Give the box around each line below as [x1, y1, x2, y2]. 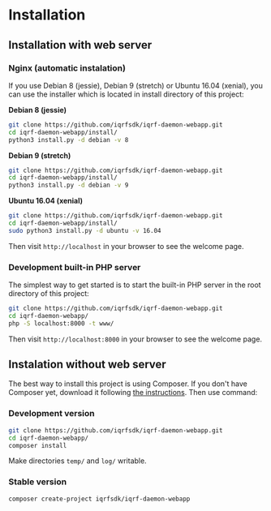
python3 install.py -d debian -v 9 [8, 181, 129, 190]
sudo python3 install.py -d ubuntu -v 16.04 [8, 226, 161, 234]
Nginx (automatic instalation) [8, 62, 126, 74]
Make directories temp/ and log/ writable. [8, 456, 148, 466]
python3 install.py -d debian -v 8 [8, 135, 129, 144]
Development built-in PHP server [8, 261, 141, 273]
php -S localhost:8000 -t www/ [8, 319, 114, 328]
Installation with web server [8, 38, 153, 52]
